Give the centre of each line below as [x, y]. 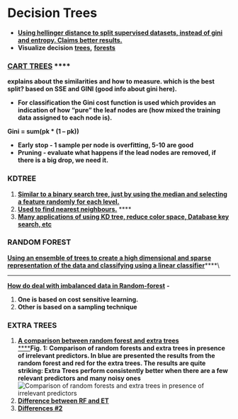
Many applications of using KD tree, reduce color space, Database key [123, 217]
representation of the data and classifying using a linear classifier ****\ [113, 265]
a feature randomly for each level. [68, 201]
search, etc [34, 224]
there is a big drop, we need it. [63, 160]
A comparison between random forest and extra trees [98, 340]
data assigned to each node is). [65, 117]
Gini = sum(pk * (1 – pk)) [43, 132]
